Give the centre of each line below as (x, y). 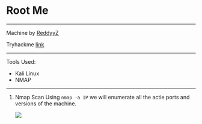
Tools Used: (21, 61)
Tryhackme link (25, 44)
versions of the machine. (46, 104)
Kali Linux (27, 73)
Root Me (28, 11)
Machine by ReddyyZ (32, 33)
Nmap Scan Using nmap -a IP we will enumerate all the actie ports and (102, 97)
